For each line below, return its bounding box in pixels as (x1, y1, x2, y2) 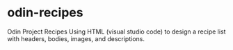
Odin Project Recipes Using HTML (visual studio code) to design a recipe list (7, 27, 226, 36)
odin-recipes (7, 5, 83, 21)
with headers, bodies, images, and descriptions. (7, 34, 145, 42)
